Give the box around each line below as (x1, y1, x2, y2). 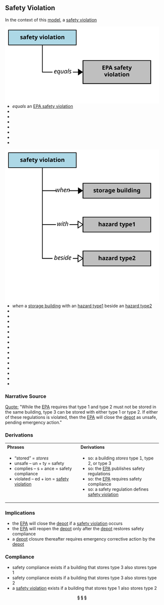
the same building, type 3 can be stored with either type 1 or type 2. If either (5, 409, 158, 415)
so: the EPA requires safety (87, 476, 142, 482)
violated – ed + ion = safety (14, 476, 69, 482)
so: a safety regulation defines (87, 486, 149, 492)
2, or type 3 (87, 460, 111, 466)
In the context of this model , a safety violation (5, 17, 97, 22)
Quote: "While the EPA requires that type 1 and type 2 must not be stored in (5, 404, 156, 410)
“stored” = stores (14, 455, 49, 461)
